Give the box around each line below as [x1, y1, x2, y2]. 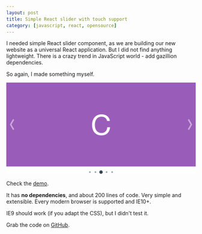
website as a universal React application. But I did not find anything [6, 46, 173, 54]
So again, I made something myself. [6, 71, 95, 78]
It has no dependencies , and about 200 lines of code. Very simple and [6, 191, 182, 198]
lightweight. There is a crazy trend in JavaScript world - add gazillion [6, 52, 177, 60]
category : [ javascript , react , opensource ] [6, 22, 117, 28]
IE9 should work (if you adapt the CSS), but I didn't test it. [6, 209, 149, 217]
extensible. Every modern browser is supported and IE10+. [6, 198, 151, 205]
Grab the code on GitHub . [6, 221, 70, 229]
